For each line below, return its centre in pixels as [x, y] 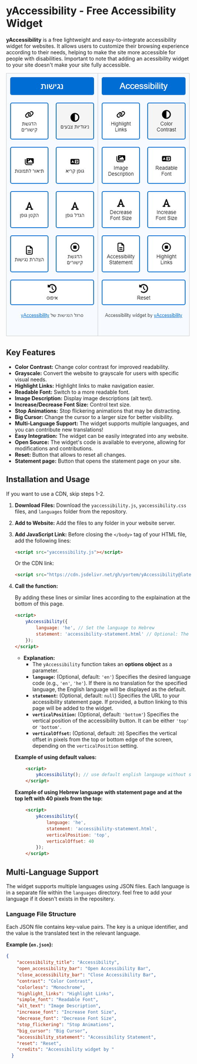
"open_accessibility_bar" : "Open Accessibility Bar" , [84, 969]
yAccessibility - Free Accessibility [91, 11]
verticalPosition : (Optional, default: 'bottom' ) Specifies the [106, 714]
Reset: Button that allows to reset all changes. [70, 454]
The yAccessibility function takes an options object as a [102, 664]
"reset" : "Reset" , [39, 1043]
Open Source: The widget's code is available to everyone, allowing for [100, 442]
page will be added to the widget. [73, 708]
